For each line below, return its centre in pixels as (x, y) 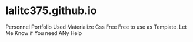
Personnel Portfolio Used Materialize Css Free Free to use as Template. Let (96, 27)
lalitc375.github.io (51, 11)
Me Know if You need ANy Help (44, 33)
